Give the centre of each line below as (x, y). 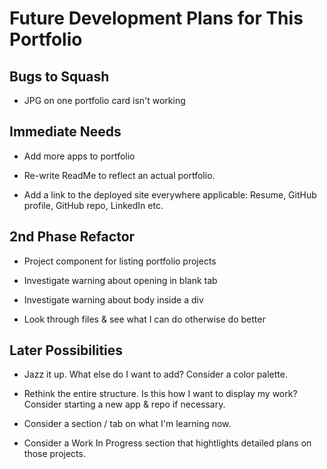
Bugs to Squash (59, 76)
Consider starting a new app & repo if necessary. (124, 404)
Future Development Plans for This (156, 18)
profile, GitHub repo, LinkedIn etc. (93, 205)
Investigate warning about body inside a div (113, 299)
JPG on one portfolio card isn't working (104, 100)
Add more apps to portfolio (79, 156)
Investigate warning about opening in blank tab (120, 280)
